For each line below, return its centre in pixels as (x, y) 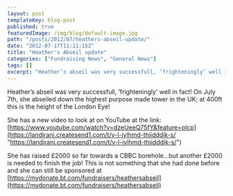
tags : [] (20, 65)
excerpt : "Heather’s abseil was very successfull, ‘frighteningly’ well (114, 72)
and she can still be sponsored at (54, 170)
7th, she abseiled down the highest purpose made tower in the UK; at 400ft (115, 99)
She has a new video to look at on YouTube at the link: (84, 120)
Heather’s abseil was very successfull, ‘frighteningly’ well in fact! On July (112, 92)
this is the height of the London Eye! (59, 106)
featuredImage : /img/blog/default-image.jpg (72, 33)
